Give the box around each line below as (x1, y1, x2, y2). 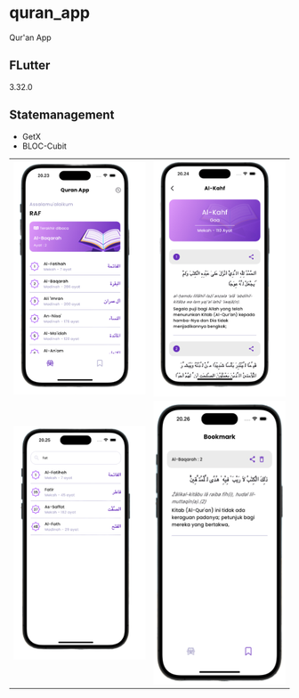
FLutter (9, 58, 51, 73)
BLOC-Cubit (21, 141, 67, 151)
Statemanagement (9, 108, 115, 123)
